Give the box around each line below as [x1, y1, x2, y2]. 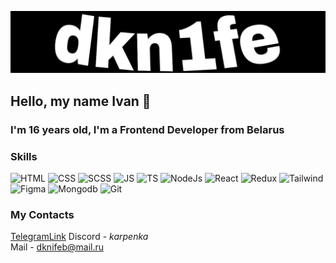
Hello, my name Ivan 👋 [10, 92, 152, 110]
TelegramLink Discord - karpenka [10, 231, 149, 243]
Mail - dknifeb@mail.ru [10, 241, 105, 253]
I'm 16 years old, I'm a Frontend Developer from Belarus [10, 122, 285, 136]
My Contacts [10, 207, 75, 221]
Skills [10, 149, 38, 163]
